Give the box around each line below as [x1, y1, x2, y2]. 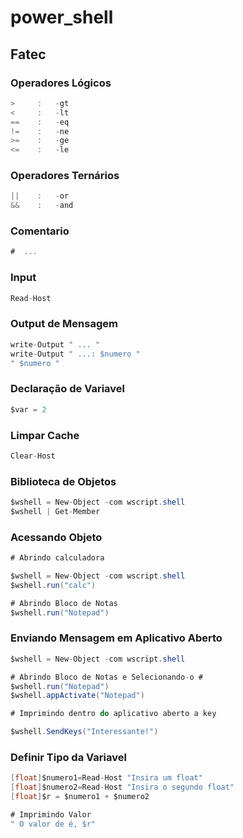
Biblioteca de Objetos [10, 474, 117, 488]
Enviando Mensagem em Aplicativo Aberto [10, 631, 223, 645]
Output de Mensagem [10, 317, 118, 331]
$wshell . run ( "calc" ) [10, 580, 97, 590]
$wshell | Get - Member [10, 506, 101, 516]
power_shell [10, 6, 114, 29]
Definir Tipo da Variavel [10, 750, 127, 764]
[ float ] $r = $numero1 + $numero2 [10, 792, 150, 802]
